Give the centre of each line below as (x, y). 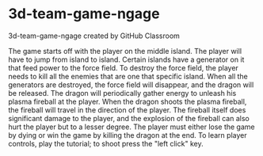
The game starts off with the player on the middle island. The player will (125, 51)
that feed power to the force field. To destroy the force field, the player (124, 67)
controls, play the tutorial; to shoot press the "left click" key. (106, 143)
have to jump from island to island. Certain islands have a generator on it (126, 59)
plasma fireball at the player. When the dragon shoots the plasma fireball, (128, 101)
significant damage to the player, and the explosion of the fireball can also (129, 118)
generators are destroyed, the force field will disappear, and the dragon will (131, 85)
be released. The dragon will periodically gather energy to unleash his (122, 93)
